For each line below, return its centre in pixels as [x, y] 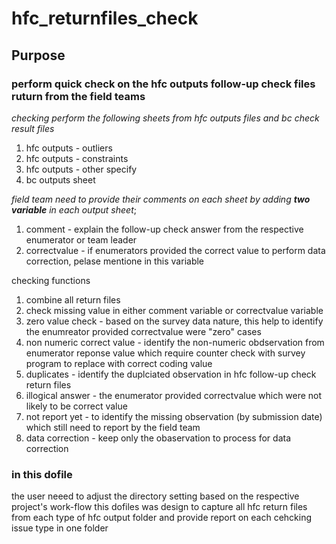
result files [33, 128]
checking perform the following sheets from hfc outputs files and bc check [165, 118]
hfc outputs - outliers [69, 148]
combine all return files [73, 299]
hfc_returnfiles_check [105, 18]
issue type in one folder [60, 528]
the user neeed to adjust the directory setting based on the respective [155, 496]
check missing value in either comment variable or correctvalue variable [174, 310]
